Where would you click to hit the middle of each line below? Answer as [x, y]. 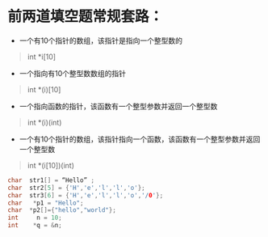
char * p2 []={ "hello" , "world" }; [62, 210]
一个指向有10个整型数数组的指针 [73, 73]
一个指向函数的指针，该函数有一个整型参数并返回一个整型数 [118, 106]
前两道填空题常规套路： [86, 17]
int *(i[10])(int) [50, 165]
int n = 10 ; [35, 218]
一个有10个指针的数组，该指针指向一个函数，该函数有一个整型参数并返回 [140, 139]
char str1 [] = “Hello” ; [51, 180]
